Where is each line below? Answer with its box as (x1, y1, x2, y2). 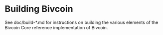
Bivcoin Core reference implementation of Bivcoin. (4, 24, 108, 30)
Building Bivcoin (4, 3, 73, 15)
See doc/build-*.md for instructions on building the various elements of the (4, 19, 159, 25)
